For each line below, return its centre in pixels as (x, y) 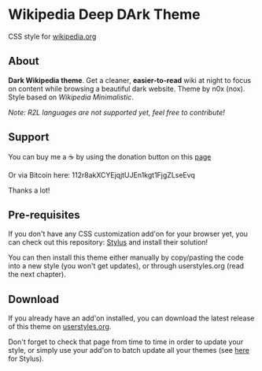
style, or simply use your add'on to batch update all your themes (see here (129, 350)
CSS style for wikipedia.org (52, 36)
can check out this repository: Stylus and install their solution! (108, 242)
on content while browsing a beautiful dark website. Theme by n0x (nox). (127, 88)
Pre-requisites (44, 215)
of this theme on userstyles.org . (60, 327)
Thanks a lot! (29, 190)
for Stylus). (26, 359)
